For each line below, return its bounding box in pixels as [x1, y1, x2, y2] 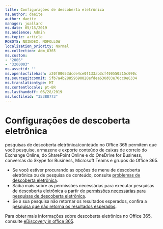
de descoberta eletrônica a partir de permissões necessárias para [12, 188, 146, 194]
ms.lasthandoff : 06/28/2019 [5, 89, 63, 94]
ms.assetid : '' [5, 67, 36, 72]
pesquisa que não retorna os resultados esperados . [12, 203, 117, 209]
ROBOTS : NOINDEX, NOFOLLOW [5, 39, 60, 44]
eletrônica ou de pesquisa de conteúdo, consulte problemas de [12, 172, 140, 178]
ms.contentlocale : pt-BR [5, 85, 56, 90]
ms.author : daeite [5, 12, 43, 17]
